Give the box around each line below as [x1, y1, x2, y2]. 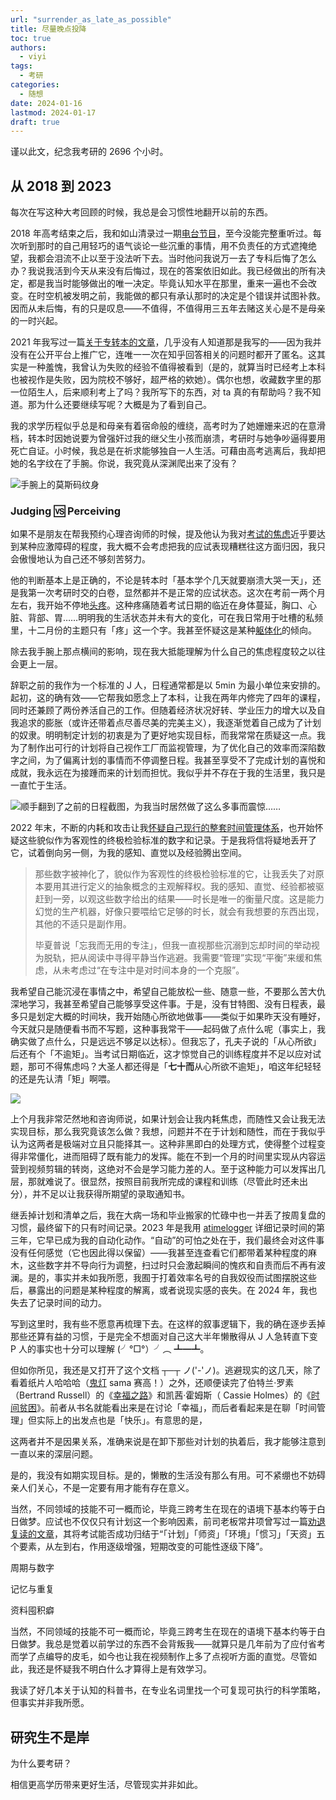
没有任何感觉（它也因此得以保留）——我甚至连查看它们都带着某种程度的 [10, 1247, 308, 1259]
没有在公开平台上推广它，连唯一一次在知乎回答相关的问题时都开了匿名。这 [10, 349, 317, 361]
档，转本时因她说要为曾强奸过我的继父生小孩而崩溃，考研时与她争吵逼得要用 [10, 432, 326, 445]
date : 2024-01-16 [10, 98, 83, 108]
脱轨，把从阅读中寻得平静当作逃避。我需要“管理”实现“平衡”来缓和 [43, 952, 314, 964]
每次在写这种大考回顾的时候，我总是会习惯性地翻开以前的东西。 [10, 206, 273, 218]
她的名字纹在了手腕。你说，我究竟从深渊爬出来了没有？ [10, 457, 238, 470]
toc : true [10, 33, 52, 43]
